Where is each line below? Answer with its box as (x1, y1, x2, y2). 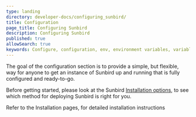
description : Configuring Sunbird (6, 30, 90, 36)
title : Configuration (6, 19, 59, 25)
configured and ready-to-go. (6, 75, 75, 82)
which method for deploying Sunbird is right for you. (6, 92, 132, 99)
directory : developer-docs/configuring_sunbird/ (6, 14, 127, 20)
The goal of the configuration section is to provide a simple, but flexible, (6, 63, 179, 70)
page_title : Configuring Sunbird (6, 25, 87, 31)
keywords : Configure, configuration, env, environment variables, (6, 47, 171, 53)
